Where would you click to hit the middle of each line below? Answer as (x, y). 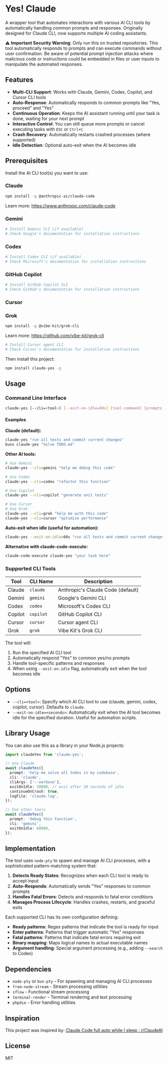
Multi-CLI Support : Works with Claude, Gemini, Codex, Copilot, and (82, 92)
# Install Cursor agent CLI (34, 345)
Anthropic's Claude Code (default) (98, 590)
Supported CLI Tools (30, 568)
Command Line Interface (36, 398)
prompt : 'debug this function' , (43, 819)
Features (19, 80)
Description (98, 581)
